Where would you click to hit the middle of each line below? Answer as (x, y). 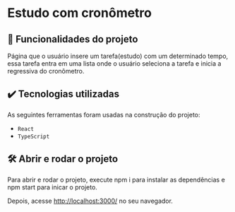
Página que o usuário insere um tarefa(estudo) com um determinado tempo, (118, 56)
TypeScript (34, 136)
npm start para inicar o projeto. (52, 187)
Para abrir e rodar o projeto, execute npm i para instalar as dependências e (116, 179)
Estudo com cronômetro (80, 13)
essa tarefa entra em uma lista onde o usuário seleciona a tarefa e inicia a (114, 64)
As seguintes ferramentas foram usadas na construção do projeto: (104, 114)
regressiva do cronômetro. (46, 71)
